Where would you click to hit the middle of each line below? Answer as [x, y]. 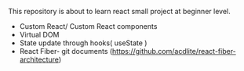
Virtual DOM [39, 35]
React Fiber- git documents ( [66, 51]
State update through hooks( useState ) [83, 43]
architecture [39, 59]
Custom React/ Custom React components [88, 26]
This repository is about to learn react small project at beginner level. [119, 11]
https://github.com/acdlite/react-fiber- [175, 51]
